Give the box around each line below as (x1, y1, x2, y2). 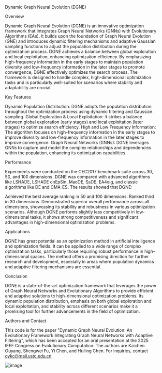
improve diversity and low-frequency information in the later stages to (5, 134, 145, 140)
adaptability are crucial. (5, 85, 52, 90)
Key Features (5, 94, 31, 100)
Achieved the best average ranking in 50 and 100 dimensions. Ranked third (5, 194, 154, 199)
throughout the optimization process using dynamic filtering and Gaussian (5, 109, 153, 114)
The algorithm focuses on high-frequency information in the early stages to (5, 130, 155, 135)
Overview (5, 14, 24, 19)
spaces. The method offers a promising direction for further (30, 254, 149, 259)
